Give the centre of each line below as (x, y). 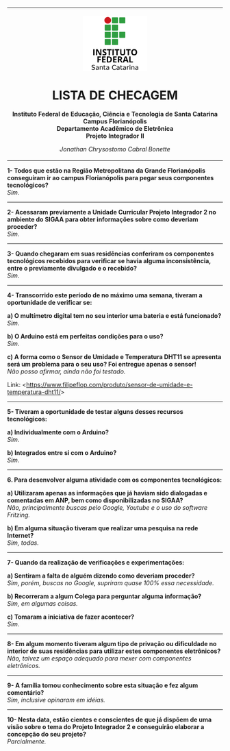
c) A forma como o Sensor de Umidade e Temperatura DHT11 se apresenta (114, 356)
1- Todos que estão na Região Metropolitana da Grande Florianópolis (106, 170)
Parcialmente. (27, 741)
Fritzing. (19, 515)
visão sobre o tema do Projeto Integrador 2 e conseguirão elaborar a (106, 726)
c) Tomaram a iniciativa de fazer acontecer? (71, 617)
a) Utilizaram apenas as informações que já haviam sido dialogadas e (107, 493)
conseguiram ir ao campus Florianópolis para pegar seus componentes (111, 177)
